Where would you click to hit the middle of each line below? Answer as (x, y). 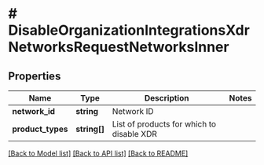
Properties (35, 76)
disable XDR (134, 134)
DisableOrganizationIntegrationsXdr (129, 30)
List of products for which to (164, 124)
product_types (40, 129)
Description (167, 98)
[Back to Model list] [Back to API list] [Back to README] (98, 153)
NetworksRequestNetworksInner (119, 47)
